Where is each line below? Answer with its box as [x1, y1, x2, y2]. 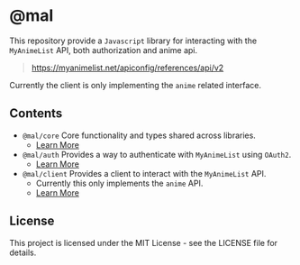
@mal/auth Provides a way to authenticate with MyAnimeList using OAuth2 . [22, 149, 292, 160]
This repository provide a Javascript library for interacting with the [9, 35, 258, 46]
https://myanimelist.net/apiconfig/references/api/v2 [31, 62, 224, 73]
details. [9, 247, 37, 258]
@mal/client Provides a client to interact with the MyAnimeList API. [22, 168, 267, 178]
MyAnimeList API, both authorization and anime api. [9, 44, 198, 55]
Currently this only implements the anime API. [35, 178, 204, 188]
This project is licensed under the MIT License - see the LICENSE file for [9, 237, 277, 248]
